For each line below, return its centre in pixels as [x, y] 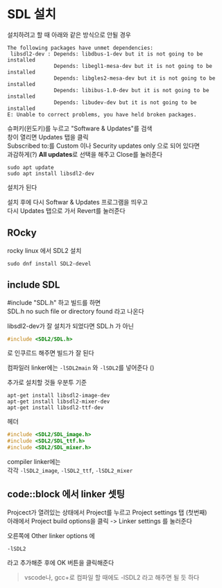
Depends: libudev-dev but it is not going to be [125, 102]
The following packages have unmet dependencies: [80, 48]
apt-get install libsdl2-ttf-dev [55, 408]
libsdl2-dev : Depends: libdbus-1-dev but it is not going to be [106, 54]
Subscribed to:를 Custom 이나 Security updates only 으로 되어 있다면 [103, 146]
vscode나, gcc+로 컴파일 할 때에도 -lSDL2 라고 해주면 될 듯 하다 [112, 577]
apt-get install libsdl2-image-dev [59, 396]
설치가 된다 [22, 187]
